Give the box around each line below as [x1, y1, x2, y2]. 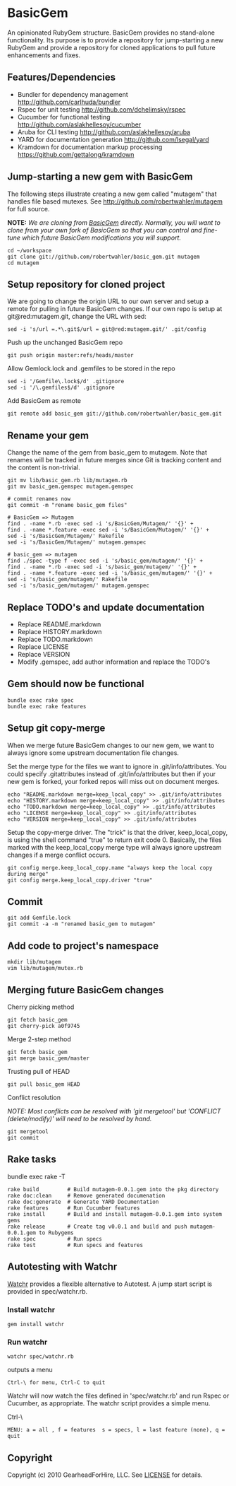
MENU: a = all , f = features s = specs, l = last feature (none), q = [7, 1427, 225, 1434]
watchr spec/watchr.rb [7, 1353, 74, 1360]
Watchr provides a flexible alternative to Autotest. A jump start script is [7, 1280, 213, 1288]
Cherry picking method [7, 1002, 75, 1012]
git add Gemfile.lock [7, 914, 71, 922]
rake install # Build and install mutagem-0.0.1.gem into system [7, 1210, 222, 1217]
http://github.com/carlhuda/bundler [17, 98, 121, 106]
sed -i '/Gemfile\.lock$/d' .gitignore [7, 378, 125, 385]
